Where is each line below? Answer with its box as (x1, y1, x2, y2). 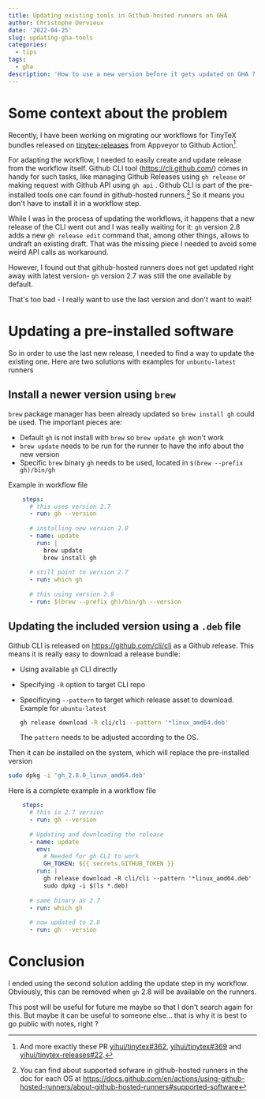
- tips (15, 48, 37, 56)
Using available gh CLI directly (19, 664, 118, 674)
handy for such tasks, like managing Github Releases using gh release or (8, 172, 246, 181)
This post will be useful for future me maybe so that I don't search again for (8, 1003, 254, 1011)
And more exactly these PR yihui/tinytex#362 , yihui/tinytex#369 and (19, 1042, 242, 1051)
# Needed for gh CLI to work (43, 853, 140, 861)
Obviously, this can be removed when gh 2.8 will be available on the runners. (8, 987, 257, 996)
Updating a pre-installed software (8, 323, 234, 340)
